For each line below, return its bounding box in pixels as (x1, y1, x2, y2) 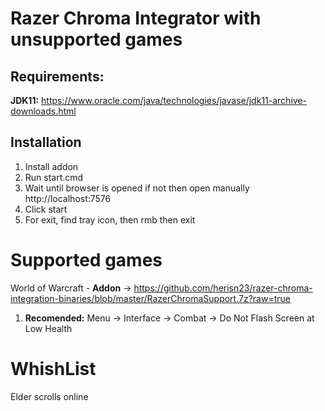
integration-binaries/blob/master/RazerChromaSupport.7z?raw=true (10, 292, 291, 304)
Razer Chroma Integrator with (10, 7, 262, 30)
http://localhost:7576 (24, 192, 112, 204)
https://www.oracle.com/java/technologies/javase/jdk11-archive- (41, 95, 307, 106)
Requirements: (10, 68, 105, 85)
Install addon (24, 160, 79, 172)
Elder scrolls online (10, 390, 89, 402)
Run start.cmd (24, 171, 84, 183)
